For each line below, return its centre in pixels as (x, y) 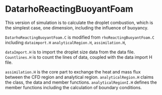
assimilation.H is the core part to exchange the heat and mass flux (73, 71)
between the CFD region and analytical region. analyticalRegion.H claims (79, 77)
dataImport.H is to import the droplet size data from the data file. (70, 52)
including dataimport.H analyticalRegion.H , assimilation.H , (66, 42)
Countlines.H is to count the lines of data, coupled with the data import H (79, 57)
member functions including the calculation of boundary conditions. (73, 87)
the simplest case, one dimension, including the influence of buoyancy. (77, 27)
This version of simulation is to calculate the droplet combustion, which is (79, 23)
